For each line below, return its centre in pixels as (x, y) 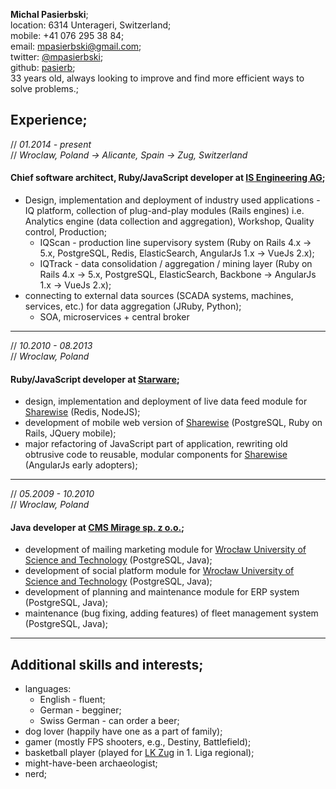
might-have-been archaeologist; (91, 763)
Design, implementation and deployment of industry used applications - (172, 200)
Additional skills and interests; (107, 664)
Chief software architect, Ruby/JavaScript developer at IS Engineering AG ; (168, 178)
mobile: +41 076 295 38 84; (67, 35)
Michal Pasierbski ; (49, 14)
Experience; (49, 120)
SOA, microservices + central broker (114, 317)
